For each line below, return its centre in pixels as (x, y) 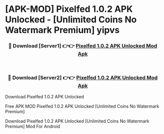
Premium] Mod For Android (33, 126)
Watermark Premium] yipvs (62, 30)
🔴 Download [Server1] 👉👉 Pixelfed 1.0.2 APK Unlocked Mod (83, 46)
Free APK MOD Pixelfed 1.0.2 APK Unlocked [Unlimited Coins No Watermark (82, 106)
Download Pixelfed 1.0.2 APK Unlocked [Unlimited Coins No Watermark (77, 121)
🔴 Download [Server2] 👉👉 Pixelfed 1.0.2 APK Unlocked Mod (83, 78)
